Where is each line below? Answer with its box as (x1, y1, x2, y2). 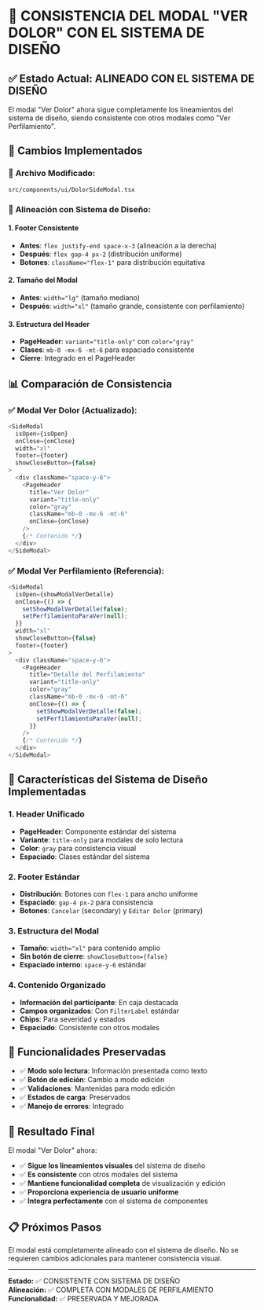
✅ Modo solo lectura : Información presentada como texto (19, 1066, 208, 1076)
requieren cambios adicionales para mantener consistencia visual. (8, 1253, 222, 1263)
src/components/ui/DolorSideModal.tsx (8, 185, 135, 193)
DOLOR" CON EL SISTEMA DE (8, 24, 205, 42)
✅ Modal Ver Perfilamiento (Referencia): (8, 565, 165, 576)
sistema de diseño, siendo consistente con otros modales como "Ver (8, 113, 231, 123)
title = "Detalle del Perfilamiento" (28, 671, 146, 679)
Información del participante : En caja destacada (19, 997, 178, 1007)
